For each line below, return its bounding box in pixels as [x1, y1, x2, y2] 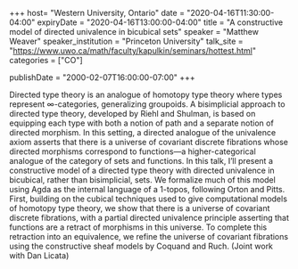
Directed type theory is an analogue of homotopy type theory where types [9, 89, 283, 100]
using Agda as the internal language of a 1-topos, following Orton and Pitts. [9, 184, 286, 194]
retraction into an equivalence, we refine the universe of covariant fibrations [9, 232, 288, 241]
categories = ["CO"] [9, 55, 83, 65]
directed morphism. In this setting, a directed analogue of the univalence [9, 127, 277, 137]
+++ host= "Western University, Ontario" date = [9, 8, 186, 18]
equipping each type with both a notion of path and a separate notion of [9, 118, 274, 128]
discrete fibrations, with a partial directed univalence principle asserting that [9, 213, 290, 223]
